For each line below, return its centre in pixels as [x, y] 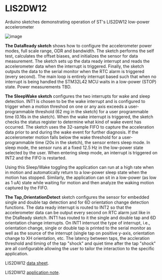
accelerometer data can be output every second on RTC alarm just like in [78, 212]
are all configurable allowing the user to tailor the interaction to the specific [80, 248]
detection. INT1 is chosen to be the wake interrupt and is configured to [75, 101]
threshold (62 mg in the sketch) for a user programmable [92, 111]
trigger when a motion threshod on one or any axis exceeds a [66, 106]
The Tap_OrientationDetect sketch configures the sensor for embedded [77, 197]
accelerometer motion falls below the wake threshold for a [63, 137]
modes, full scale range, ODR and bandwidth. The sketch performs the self [80, 51]
